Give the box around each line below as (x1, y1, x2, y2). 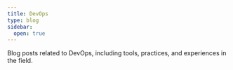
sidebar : (7, 23, 33, 30)
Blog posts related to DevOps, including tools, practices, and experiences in (7, 49, 227, 57)
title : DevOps (7, 10, 49, 17)
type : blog (7, 17, 39, 24)
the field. (7, 57, 33, 65)
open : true (13, 29, 46, 37)
